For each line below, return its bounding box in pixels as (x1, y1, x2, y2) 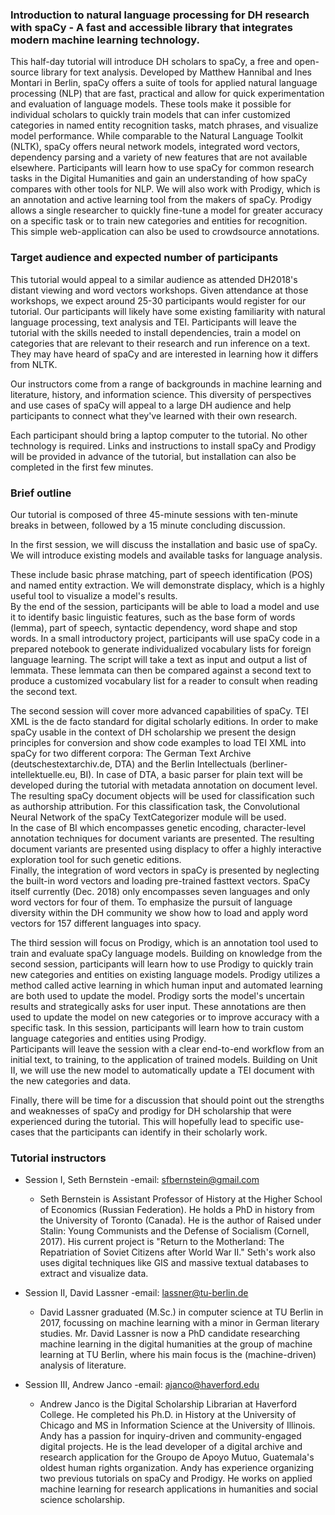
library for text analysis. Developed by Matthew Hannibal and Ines (41, 66, 312, 78)
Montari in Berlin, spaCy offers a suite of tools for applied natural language (10, 77, 318, 89)
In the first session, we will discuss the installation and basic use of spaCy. (10, 538, 318, 550)
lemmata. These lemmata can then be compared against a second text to (10, 664, 312, 676)
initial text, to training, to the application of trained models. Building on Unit (10, 1053, 318, 1065)
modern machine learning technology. (10, 33, 201, 47)
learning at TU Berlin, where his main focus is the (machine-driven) (39, 1349, 317, 1361)
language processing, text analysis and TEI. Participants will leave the (10, 316, 297, 328)
